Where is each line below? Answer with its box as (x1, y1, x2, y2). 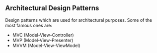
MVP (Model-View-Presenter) (12, 37, 74, 43)
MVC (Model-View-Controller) (12, 32, 74, 38)
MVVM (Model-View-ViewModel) (12, 42, 80, 49)
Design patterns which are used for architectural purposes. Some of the (5, 17, 153, 23)
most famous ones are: (5, 22, 52, 28)
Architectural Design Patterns (5, 4, 99, 12)
